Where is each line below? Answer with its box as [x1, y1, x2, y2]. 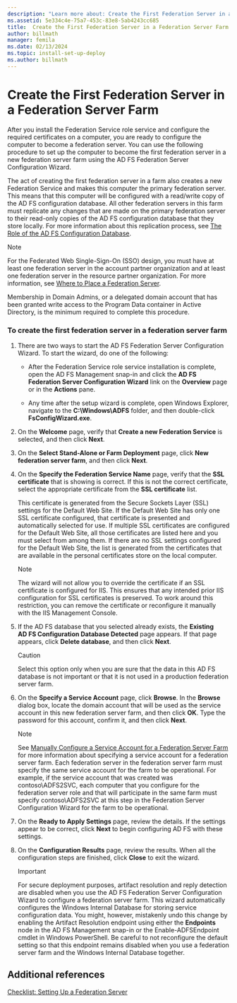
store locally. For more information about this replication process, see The [7, 221, 222, 230]
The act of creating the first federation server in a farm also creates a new [7, 176, 222, 184]
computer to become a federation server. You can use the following [7, 140, 203, 148]
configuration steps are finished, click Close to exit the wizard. [17, 853, 200, 862]
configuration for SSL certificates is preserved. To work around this [17, 593, 214, 602]
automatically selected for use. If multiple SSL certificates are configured [17, 521, 230, 529]
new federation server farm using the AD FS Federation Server [7, 155, 189, 163]
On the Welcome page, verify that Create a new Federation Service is [17, 427, 223, 435]
